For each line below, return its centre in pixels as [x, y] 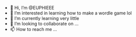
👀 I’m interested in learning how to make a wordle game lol [71, 13]
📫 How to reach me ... [33, 29]
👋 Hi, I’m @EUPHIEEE [32, 8]
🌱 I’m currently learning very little [44, 18]
